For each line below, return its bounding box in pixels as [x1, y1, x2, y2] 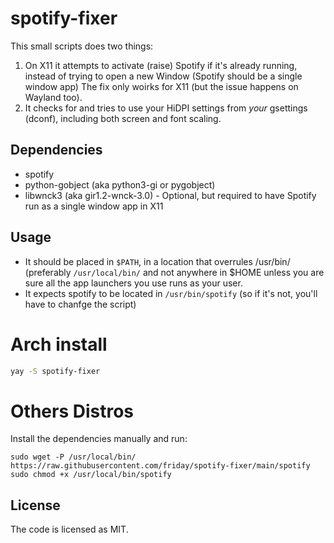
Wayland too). [24, 91, 83, 103]
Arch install [10, 333, 108, 356]
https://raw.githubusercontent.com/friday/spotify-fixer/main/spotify [10, 461, 311, 471]
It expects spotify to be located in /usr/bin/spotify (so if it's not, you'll [24, 287, 318, 299]
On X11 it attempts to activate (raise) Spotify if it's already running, [24, 59, 298, 71]
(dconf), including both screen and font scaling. [24, 112, 222, 124]
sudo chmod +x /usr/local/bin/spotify [10, 470, 172, 480]
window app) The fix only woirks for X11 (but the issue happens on [24, 80, 299, 92]
